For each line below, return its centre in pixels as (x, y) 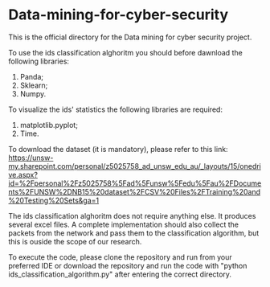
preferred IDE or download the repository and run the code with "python (128, 265)
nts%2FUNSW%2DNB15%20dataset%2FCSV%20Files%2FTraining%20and (135, 191)
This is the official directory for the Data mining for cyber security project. (130, 37)
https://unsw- (31, 158)
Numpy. (33, 93)
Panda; (32, 76)
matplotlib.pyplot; (49, 125)
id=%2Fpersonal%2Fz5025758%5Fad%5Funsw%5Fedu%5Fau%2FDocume (135, 183)
